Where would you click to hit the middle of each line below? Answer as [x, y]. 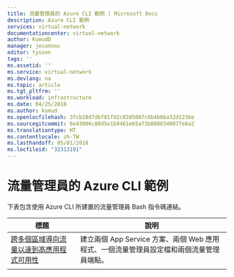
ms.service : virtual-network [49, 72]
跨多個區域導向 [36, 239]
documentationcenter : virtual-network [63, 33]
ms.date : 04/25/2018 [37, 104]
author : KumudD [29, 40]
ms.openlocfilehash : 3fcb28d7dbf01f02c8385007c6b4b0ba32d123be [101, 117]
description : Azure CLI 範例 [48, 20]
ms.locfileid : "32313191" [45, 150]
